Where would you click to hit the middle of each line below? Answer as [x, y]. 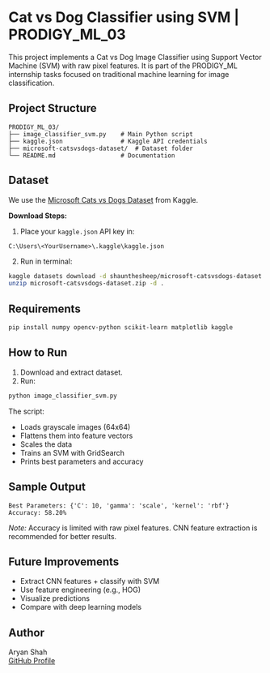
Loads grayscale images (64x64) [75, 427]
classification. [32, 83]
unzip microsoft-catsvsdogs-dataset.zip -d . [86, 284]
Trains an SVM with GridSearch [72, 452]
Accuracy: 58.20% [38, 512]
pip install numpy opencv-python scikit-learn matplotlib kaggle [120, 328]
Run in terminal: [46, 261]
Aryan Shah [28, 652]
